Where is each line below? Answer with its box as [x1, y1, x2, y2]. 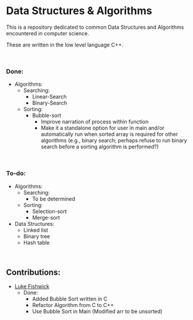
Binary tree [23, 232, 50, 239]
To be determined [32, 195, 75, 202]
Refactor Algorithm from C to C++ [32, 302, 114, 309]
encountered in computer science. [6, 29, 90, 36]
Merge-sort [32, 214, 60, 221]
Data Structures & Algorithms [6, 4, 153, 18]
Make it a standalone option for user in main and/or [40, 125, 165, 132]
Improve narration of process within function [40, 118, 149, 125]
